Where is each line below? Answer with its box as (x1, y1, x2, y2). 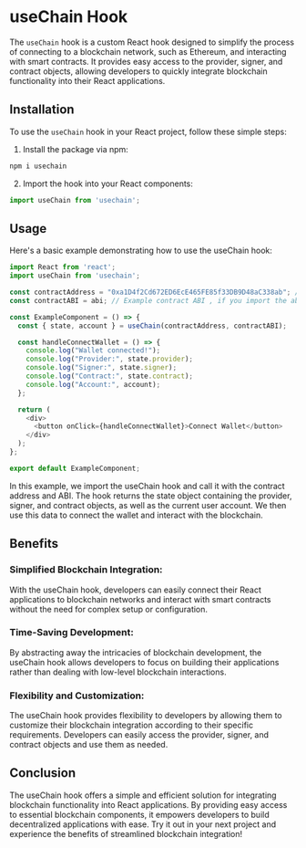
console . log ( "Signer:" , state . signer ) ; (25, 363, 178, 372)
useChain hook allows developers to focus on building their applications (9, 656, 280, 667)
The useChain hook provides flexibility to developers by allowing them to (9, 710, 282, 721)
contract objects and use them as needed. (9, 739, 168, 750)
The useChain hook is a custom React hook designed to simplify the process (9, 37, 294, 47)
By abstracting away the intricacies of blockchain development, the (9, 646, 262, 658)
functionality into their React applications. (9, 75, 166, 86)
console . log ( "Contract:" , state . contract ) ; (25, 372, 194, 381)
